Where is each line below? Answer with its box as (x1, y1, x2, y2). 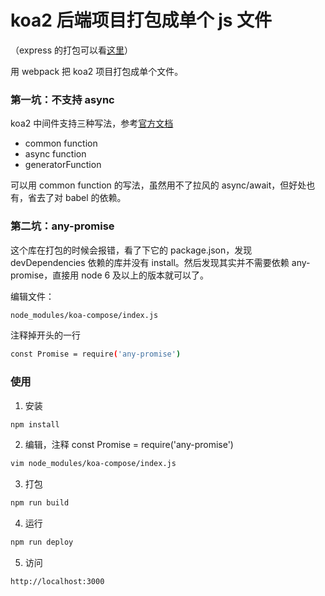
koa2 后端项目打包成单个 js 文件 (10, 9, 273, 32)
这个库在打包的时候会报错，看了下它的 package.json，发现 (10, 244, 253, 256)
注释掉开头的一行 (10, 329, 81, 341)
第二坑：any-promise (10, 219, 115, 233)
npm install (10, 419, 60, 430)
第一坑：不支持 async (10, 92, 115, 106)
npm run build (10, 498, 70, 508)
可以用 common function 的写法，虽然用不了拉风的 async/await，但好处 (10, 179, 307, 191)
